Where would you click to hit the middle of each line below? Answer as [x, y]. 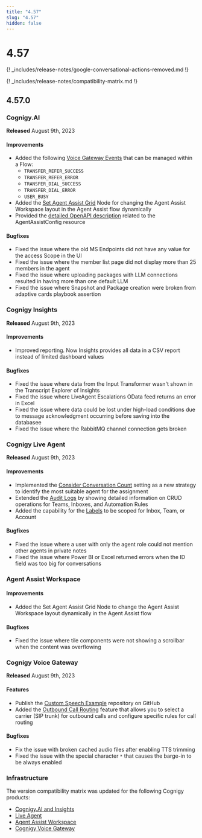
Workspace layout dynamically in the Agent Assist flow [83, 613]
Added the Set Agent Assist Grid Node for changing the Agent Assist [100, 203]
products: [18, 798]
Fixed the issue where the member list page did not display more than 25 [106, 262]
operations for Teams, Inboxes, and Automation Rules [82, 504]
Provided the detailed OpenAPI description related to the [85, 216]
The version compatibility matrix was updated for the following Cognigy [95, 791]
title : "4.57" [24, 12]
